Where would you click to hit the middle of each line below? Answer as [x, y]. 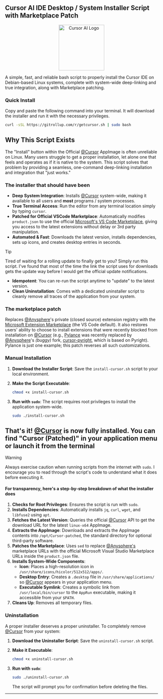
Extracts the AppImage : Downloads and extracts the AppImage [76, 531]
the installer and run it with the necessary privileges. [57, 116]
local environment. [31, 374]
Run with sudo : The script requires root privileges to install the [74, 402]
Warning [13, 458]
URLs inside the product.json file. [46, 556]
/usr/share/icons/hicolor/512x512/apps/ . [61, 572]
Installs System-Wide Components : [49, 561]
